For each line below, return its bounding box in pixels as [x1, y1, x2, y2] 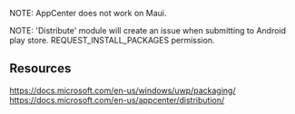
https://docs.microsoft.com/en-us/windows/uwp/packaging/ [9, 85, 236, 96]
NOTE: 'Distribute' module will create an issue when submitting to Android [9, 25, 287, 35]
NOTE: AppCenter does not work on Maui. [9, 8, 167, 18]
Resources [9, 61, 72, 76]
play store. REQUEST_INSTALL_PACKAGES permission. [9, 35, 215, 45]
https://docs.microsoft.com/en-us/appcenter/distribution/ [9, 94, 225, 105]
